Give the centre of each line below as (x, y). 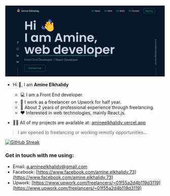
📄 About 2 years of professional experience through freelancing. (87, 107)
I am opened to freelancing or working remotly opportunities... (82, 133)
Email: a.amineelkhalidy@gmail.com (50, 166)
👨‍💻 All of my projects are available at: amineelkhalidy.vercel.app (79, 123)
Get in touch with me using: (40, 155)
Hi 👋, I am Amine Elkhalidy (41, 85)
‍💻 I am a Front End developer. (52, 95)
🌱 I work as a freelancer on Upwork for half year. (71, 102)
